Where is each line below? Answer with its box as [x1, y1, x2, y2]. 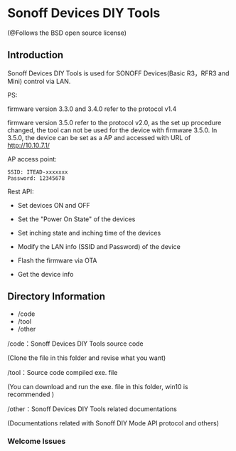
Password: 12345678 [7, 174, 65, 182]
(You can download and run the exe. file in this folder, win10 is [7, 382, 188, 391]
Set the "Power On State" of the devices [17, 215, 136, 223]
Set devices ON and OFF [17, 201, 90, 209]
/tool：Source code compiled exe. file [7, 368, 118, 376]
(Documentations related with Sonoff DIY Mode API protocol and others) [7, 418, 219, 428]
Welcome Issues [7, 436, 66, 446]
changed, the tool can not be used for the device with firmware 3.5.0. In [7, 126, 218, 134]
